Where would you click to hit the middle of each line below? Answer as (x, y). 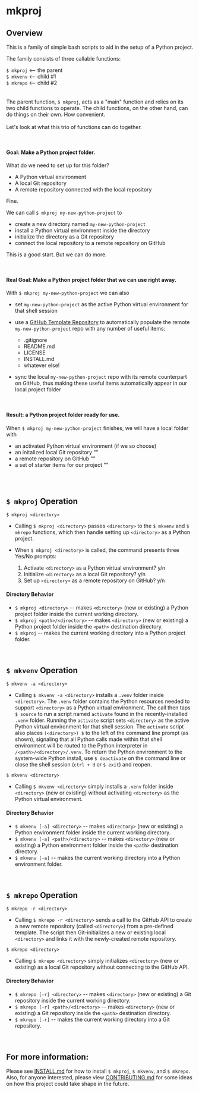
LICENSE (34, 353)
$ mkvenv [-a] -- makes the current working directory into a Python (97, 858)
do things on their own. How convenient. (56, 114)
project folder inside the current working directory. (76, 614)
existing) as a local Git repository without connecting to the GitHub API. (102, 967)
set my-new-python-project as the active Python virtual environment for (101, 304)
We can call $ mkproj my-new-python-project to (64, 213)
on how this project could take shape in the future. (68, 1084)
